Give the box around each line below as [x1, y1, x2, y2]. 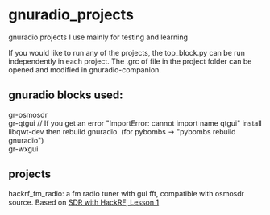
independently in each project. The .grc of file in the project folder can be [8, 56, 252, 66]
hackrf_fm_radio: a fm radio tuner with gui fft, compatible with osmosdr [8, 188, 244, 198]
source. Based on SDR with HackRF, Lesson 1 [8, 197, 160, 207]
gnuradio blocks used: [8, 89, 123, 102]
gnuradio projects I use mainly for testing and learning [8, 32, 188, 42]
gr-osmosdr [8, 110, 48, 119]
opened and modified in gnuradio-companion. [8, 64, 161, 74]
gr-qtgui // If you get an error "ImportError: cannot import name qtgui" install [8, 118, 262, 128]
